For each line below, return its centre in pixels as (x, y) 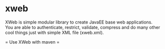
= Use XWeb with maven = (32, 42)
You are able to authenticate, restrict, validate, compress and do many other (83, 27)
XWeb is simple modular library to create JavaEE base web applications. (79, 22)
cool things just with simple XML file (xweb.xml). (55, 32)
